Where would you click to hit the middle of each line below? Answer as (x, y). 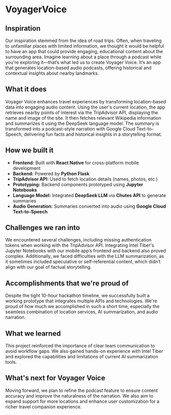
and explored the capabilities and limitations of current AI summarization (82, 357)
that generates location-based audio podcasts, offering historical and (79, 68)
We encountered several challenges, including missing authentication (79, 240)
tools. (11, 362)
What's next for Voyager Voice (55, 378)
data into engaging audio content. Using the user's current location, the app (85, 107)
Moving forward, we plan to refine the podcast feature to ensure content (81, 390)
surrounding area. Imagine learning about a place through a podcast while (83, 57)
